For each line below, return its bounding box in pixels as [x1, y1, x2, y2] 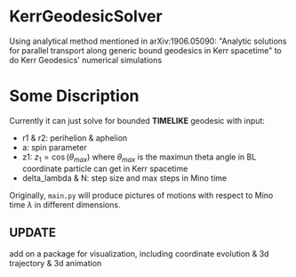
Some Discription [9, 86, 140, 106]
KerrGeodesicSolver [9, 6, 163, 27]
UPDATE [9, 225, 56, 240]
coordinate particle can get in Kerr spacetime [21, 163, 188, 174]
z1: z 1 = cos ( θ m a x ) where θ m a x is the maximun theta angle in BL [21, 151, 257, 164]
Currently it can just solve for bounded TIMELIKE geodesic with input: [9, 115, 265, 126]
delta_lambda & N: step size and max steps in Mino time [21, 172, 228, 183]
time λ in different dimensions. [9, 199, 121, 210]
